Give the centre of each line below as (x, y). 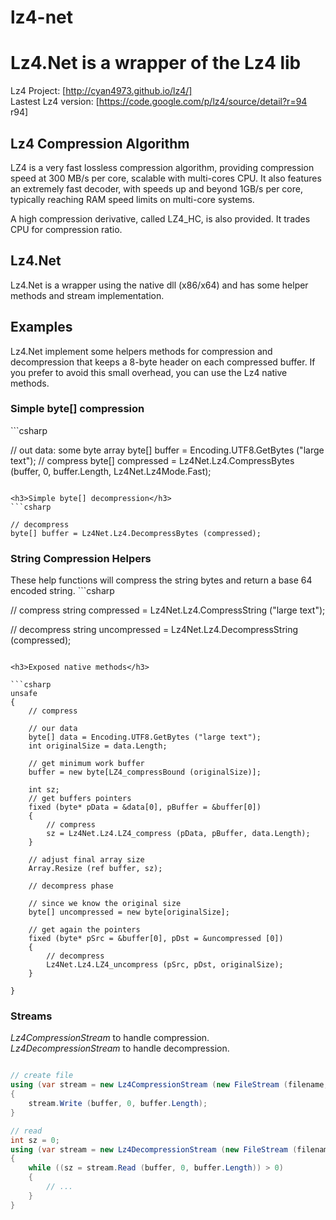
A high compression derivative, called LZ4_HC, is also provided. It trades (160, 218)
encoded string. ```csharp (62, 591)
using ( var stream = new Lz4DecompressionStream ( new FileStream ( (154, 1149)
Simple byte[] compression (77, 409)
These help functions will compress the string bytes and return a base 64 (161, 580)
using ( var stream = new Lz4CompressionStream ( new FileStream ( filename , (169, 1085)
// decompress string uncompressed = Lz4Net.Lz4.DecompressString (154, 630)
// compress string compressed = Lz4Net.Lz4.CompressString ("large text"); (168, 610)
